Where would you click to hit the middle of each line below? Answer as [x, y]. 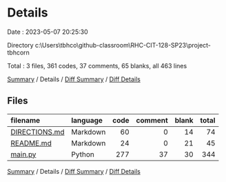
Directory [20, 45]
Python [83, 154]
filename [25, 120]
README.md [31, 143]
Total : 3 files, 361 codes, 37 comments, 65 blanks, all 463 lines [97, 65]
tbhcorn [18, 52]
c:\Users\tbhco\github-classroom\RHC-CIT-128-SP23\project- [123, 45]
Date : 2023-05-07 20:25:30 [48, 32]
